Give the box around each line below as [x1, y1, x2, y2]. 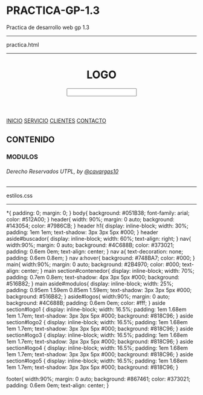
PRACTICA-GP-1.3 [6, 4, 100, 18]
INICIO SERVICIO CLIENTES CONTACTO [6, 117, 107, 124]
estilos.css [6, 192, 33, 200]
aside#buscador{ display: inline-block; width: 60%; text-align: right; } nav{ [6, 235, 192, 243]
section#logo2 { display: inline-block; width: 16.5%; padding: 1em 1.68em [6, 319, 188, 326]
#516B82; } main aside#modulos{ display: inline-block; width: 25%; [6, 280, 174, 287]
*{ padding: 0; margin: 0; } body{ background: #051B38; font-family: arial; [6, 209, 190, 217]
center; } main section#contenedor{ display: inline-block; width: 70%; [21, 267, 195, 275]
